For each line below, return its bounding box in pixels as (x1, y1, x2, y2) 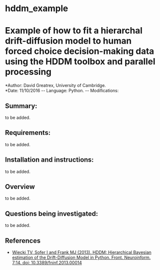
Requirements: (5, 129, 51, 137)
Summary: (5, 101, 37, 110)
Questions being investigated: (5, 209, 98, 218)
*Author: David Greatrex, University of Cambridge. (5, 83, 106, 88)
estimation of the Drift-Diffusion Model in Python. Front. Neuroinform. (12, 254, 151, 260)
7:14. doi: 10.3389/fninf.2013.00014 (12, 260, 82, 265)
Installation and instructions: (5, 156, 94, 164)
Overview (5, 183, 35, 191)
